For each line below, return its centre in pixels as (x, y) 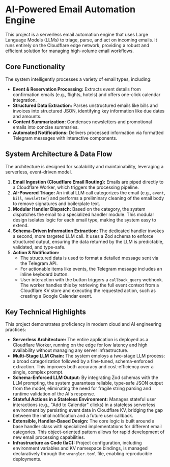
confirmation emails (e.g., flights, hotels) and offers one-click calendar (87, 94)
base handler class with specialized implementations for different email (87, 427)
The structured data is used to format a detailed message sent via (89, 258)
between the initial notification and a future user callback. (73, 416)
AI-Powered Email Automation (70, 9)
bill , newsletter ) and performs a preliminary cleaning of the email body (88, 198)
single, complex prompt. (38, 372)
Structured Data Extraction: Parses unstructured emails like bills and (85, 105)
